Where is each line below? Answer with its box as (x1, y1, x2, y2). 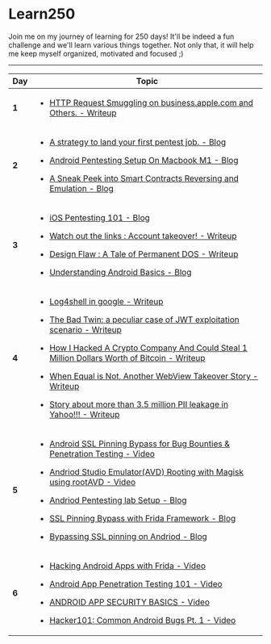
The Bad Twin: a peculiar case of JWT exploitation (49, 314, 240, 325)
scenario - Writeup (49, 324, 123, 335)
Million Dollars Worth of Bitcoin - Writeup (49, 352, 206, 363)
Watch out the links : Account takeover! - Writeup (49, 230, 237, 241)
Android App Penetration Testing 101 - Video (49, 578, 223, 589)
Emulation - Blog (49, 182, 115, 194)
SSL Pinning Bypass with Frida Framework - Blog (49, 512, 236, 524)
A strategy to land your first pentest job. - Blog (49, 136, 227, 148)
